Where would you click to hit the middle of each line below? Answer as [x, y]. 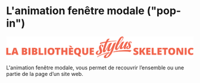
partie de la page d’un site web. [45, 74]
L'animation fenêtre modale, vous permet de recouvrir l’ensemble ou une [95, 68]
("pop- [164, 11]
